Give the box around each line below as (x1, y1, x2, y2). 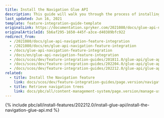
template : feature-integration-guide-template (5, 20, 102, 26)
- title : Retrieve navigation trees (9, 84, 84, 89)
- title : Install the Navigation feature (9, 75, 95, 80)
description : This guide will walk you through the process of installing (5, 12, 161, 17)
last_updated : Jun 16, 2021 (5, 16, 62, 21)
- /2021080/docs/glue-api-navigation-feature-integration (9, 39, 130, 44)
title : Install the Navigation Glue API (5, 7, 89, 12)
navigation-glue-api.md (5, 107, 53, 113)
